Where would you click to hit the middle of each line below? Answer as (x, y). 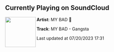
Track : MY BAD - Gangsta (63, 29)
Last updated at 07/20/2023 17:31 (70, 38)
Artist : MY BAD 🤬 (54, 19)
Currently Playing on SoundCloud (57, 8)
